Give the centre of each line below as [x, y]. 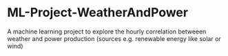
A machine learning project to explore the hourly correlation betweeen [107, 31]
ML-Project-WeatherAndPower [97, 13]
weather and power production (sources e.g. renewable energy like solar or [114, 38]
